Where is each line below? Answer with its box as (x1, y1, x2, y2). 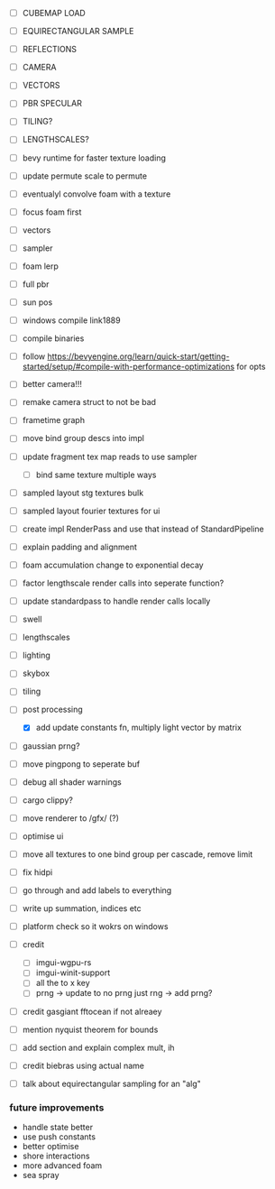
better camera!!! (22, 379, 83, 390)
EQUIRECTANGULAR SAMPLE (22, 26, 134, 37)
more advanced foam (22, 1160, 103, 1171)
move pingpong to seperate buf (22, 758, 141, 770)
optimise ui (22, 830, 64, 842)
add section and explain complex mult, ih (22, 1042, 175, 1053)
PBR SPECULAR (22, 98, 83, 109)
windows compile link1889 (22, 315, 121, 326)
